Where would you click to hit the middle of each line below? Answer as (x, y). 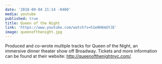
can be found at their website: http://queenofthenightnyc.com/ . (69, 56)
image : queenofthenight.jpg (34, 32)
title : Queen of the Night (33, 23)
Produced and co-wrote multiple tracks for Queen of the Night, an (71, 46)
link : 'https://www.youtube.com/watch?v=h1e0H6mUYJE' (61, 28)
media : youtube (21, 14)
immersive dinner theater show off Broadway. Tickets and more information (81, 51)
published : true (22, 18)
